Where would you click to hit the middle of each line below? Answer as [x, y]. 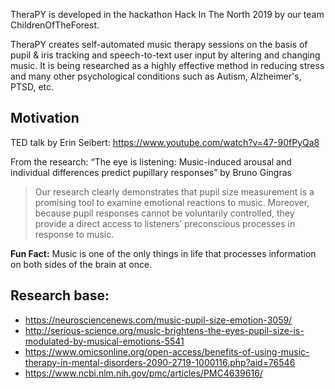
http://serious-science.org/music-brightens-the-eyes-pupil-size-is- [164, 330]
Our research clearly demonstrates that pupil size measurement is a [174, 191]
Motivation [45, 118]
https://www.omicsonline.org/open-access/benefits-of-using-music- [167, 351]
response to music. [74, 234]
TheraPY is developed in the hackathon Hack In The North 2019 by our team [167, 14]
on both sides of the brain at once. [81, 264]
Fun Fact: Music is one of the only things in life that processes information [163, 253]
